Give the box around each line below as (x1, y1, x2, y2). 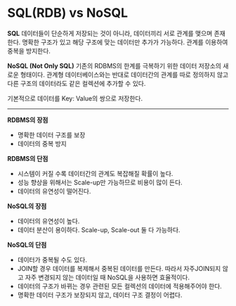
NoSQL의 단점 (7, 241, 47, 249)
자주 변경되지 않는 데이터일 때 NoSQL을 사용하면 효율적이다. (25, 273, 190, 281)
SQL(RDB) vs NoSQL (7, 5, 129, 21)
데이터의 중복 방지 (17, 139, 67, 148)
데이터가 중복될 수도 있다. (17, 255, 88, 264)
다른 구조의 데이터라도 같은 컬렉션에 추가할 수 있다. (7, 79, 146, 87)
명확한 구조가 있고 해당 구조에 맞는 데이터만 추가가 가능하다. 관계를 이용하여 (22, 37, 228, 46)
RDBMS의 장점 (7, 115, 48, 124)
